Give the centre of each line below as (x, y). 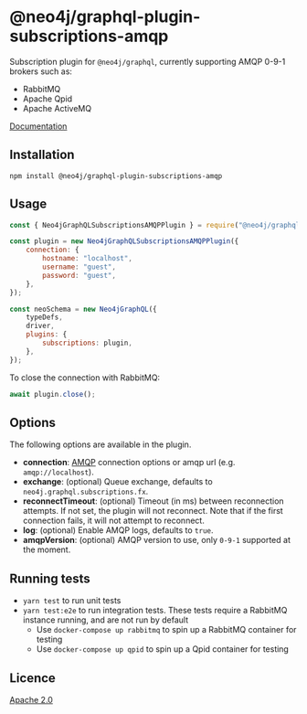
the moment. (47, 549)
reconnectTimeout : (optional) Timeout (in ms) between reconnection (153, 501)
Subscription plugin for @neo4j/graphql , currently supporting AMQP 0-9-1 (148, 61)
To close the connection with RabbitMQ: (85, 378)
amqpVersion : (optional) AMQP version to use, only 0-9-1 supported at (156, 540)
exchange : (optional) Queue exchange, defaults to (117, 482)
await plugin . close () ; (53, 394)
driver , (40, 326)
